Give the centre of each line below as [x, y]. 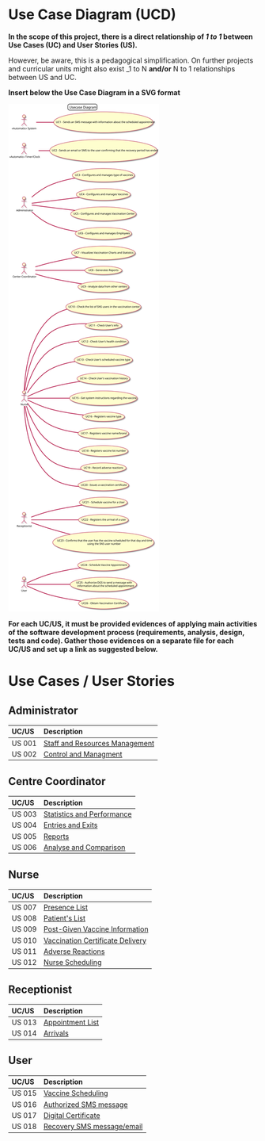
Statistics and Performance [87, 814]
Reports [56, 836]
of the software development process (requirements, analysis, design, [127, 632]
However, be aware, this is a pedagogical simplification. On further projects [131, 60]
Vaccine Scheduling [76, 1093]
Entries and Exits [70, 825]
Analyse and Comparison [84, 847]
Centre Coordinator [57, 781]
